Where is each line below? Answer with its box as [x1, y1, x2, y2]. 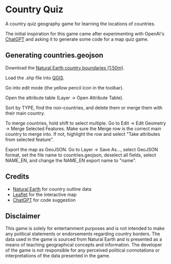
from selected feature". [5, 136, 54, 143]
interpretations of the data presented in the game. [5, 253, 111, 259]
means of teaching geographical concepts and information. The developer [5, 242, 162, 248]
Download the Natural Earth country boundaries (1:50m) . [5, 64, 124, 71]
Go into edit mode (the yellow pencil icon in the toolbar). [5, 84, 124, 91]
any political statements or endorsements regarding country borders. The [5, 231, 160, 237]
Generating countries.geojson [5, 51, 103, 60]
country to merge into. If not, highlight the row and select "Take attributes [5, 131, 160, 137]
